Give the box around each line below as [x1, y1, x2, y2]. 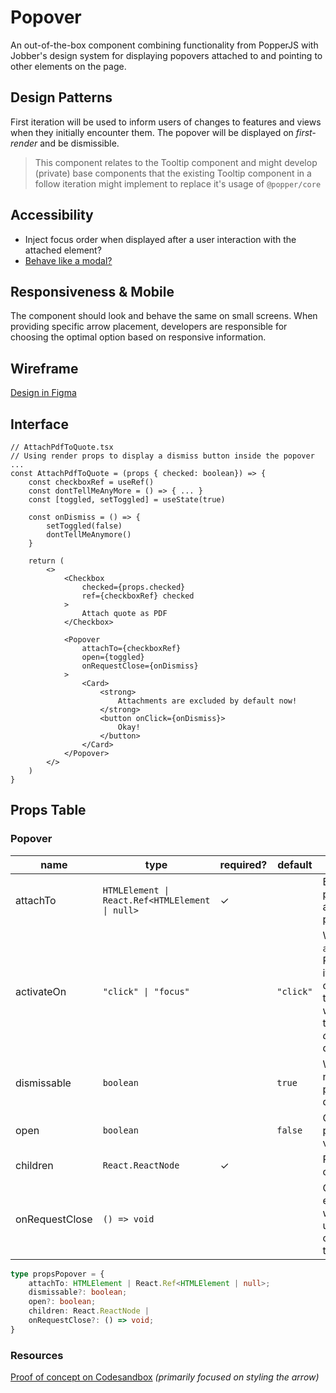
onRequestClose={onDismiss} [81, 661, 199, 671]
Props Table [10, 802, 87, 819]
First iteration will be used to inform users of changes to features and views [10, 116, 322, 128]
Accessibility [10, 207, 94, 224]
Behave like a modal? [24, 254, 113, 266]
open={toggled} [81, 652, 145, 662]
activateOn [15, 984, 67, 998]
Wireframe [10, 360, 79, 377]
